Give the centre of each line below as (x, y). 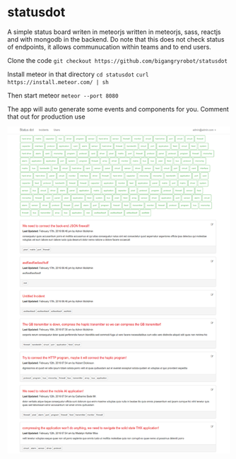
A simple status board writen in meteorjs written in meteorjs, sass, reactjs (114, 32)
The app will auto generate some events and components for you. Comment (118, 109)
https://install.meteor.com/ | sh (58, 82)
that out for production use (47, 117)
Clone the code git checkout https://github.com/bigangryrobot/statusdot (118, 60)
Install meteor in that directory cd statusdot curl (78, 74)
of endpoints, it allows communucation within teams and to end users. (110, 47)
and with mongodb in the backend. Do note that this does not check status (116, 39)
